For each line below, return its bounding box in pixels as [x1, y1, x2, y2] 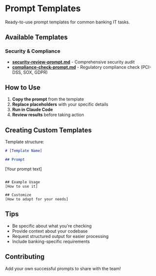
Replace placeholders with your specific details [12, 101, 108, 107]
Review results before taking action [12, 112, 84, 118]
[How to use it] [5, 184, 38, 189]
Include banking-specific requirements [12, 238, 90, 244]
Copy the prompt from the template [12, 96, 84, 102]
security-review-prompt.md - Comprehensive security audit [12, 59, 135, 65]
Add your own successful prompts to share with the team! [5, 265, 121, 271]
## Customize [5, 193, 32, 197]
